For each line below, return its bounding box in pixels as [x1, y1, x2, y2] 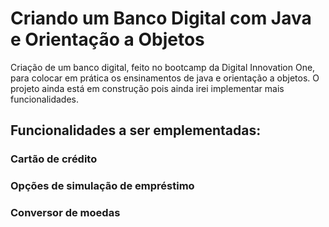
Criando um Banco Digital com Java [10, 7, 312, 30]
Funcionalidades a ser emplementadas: [10, 122, 262, 139]
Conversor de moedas [10, 206, 121, 220]
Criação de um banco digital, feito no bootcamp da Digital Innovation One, [10, 61, 316, 73]
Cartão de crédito [10, 152, 98, 166]
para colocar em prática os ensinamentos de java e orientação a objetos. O [10, 72, 320, 84]
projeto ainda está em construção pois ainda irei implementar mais [10, 82, 285, 94]
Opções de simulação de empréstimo [10, 179, 195, 193]
